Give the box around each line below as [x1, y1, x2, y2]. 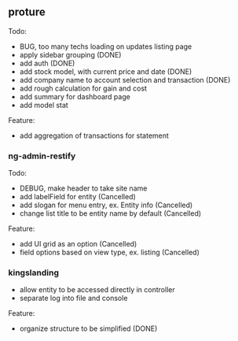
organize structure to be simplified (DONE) [19, 324, 158, 333]
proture [8, 6, 46, 19]
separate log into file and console [19, 294, 128, 303]
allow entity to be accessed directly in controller [19, 285, 175, 295]
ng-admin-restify [8, 150, 76, 161]
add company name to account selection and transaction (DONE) [19, 75, 231, 84]
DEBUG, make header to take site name [19, 183, 148, 193]
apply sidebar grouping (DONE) [19, 50, 122, 59]
